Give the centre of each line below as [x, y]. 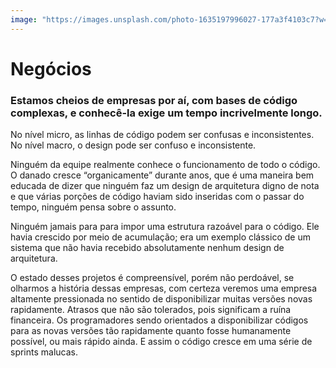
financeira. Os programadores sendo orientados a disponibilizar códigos [159, 320]
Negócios [51, 68]
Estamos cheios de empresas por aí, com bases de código [154, 100]
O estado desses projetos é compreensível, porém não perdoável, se [152, 278]
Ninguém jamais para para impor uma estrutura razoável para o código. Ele [165, 227]
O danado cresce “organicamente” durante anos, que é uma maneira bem [162, 175]
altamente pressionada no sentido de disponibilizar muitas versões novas [161, 299]
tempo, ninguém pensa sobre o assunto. [93, 207]
